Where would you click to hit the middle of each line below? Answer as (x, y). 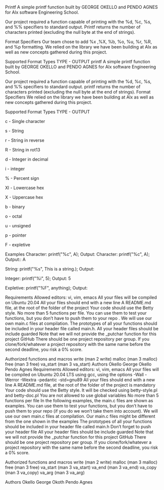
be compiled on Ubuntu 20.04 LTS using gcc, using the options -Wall (74, 375)
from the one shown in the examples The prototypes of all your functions (79, 421)
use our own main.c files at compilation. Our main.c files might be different (80, 416)
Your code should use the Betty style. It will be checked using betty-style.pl (81, 390)
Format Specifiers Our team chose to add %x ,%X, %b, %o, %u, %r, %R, (79, 42)
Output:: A (15, 259)
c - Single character (25, 121)
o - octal (14, 216)
